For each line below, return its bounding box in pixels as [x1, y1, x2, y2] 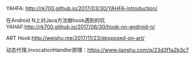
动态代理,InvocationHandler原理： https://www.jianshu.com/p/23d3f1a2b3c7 [6, 46, 189, 53]
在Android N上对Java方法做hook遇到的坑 [6, 17, 105, 24]
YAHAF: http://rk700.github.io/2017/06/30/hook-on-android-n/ [6, 23, 156, 30]
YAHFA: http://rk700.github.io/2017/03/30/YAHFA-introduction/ [6, 5, 158, 12]
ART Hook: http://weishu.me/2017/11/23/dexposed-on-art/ [6, 35, 145, 41]
